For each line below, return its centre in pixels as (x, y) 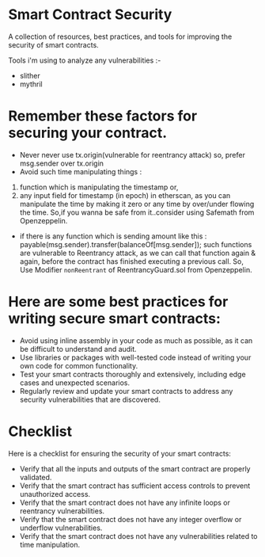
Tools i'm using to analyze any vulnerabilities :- (85, 60)
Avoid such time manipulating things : (81, 171)
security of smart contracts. (53, 44)
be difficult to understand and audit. (78, 349)
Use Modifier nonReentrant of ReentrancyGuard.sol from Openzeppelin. (136, 269)
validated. (36, 477)
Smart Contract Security (90, 15)
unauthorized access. (55, 494)
